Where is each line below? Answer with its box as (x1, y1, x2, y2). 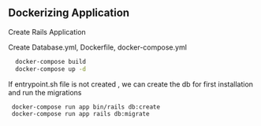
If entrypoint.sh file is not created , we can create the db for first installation (8, 79, 254, 89)
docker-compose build (15, 57, 87, 65)
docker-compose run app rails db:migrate (11, 110, 150, 118)
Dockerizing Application (8, 6, 130, 20)
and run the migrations (8, 87, 82, 97)
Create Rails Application (8, 27, 87, 36)
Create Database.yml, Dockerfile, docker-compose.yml (8, 43, 188, 52)
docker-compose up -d (15, 65, 87, 73)
